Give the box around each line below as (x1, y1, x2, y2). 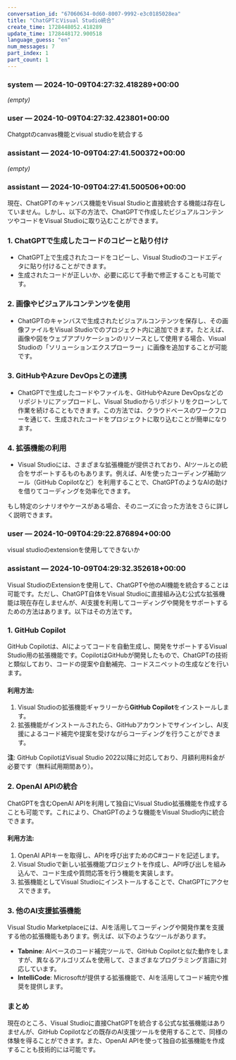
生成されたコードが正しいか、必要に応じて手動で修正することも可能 (17, 271, 216, 279)
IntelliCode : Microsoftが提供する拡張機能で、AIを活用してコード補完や (17, 973, 223, 982)
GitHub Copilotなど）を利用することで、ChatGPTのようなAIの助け (36, 478, 228, 487)
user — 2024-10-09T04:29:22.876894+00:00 (7, 529, 171, 538)
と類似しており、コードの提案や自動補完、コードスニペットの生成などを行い (7, 660, 229, 668)
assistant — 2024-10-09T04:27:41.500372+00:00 (7, 148, 185, 158)
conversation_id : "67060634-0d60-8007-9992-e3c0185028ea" (7, 10, 181, 18)
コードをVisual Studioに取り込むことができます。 (19, 216, 162, 224)
